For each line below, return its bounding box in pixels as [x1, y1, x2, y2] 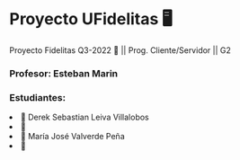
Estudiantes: [9, 91, 66, 103]
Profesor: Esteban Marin [9, 67, 119, 79]
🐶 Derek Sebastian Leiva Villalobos [21, 111, 150, 123]
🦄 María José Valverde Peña [21, 131, 126, 142]
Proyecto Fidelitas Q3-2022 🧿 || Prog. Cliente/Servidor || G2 [9, 44, 232, 56]
